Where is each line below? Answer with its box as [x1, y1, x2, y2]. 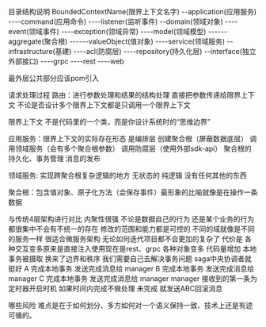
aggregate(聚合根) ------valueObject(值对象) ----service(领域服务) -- [8, 37, 234, 46]
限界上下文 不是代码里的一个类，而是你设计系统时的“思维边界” [8, 117, 211, 126]
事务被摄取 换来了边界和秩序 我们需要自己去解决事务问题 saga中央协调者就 [8, 254, 252, 264]
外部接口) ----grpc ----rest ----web [8, 56, 124, 66]
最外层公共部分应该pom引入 [8, 74, 100, 83]
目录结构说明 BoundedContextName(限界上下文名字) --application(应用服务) [8, 7, 257, 16]
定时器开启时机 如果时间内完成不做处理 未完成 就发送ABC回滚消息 [8, 284, 223, 293]
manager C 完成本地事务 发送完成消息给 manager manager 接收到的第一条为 [8, 274, 257, 283]
